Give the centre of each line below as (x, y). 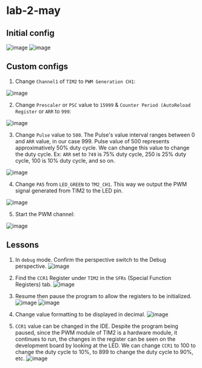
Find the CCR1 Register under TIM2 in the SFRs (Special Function (93, 278)
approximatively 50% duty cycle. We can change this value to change (102, 148)
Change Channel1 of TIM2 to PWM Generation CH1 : (75, 81)
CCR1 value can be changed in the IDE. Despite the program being (97, 326)
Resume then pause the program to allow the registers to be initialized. (103, 296)
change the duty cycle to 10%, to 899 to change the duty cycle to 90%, (104, 352)
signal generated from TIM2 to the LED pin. (69, 190)
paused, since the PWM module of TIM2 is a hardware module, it (96, 332)
